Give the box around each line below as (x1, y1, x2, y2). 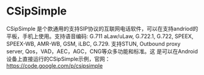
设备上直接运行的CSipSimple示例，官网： (6, 55, 111, 62)
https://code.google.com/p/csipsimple (6, 62, 103, 69)
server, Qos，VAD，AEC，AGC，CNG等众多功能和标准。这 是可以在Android (6, 47, 199, 55)
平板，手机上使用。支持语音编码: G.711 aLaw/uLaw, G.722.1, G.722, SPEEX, (6, 32, 194, 40)
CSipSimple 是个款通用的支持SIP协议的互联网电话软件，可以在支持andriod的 (6, 25, 199, 32)
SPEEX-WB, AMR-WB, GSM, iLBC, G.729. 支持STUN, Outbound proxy (6, 40, 181, 47)
